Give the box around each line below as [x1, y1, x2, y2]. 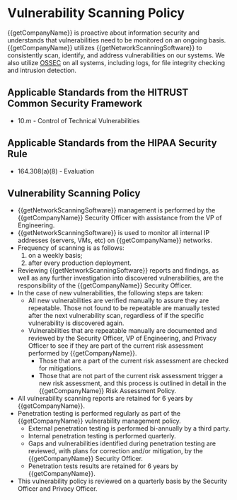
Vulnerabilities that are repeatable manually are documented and [28, 326, 217, 335]
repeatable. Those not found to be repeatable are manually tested [28, 304, 221, 312]
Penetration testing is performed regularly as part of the [17, 409, 181, 418]
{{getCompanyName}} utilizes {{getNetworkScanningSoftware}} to [7, 43, 203, 52]
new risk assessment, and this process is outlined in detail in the [38, 379, 226, 387]
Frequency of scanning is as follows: [17, 244, 125, 252]
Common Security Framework [7, 98, 143, 110]
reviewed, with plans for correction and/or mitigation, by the [28, 447, 203, 455]
